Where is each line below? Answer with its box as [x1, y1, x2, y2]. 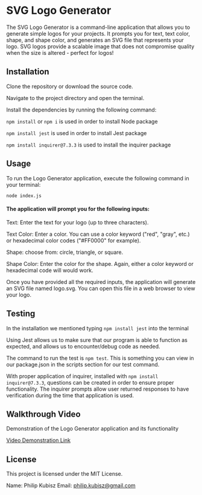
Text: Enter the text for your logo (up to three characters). [6, 218, 149, 226]
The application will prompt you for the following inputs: [6, 206, 150, 213]
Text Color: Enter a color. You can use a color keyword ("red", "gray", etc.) [6, 230, 190, 238]
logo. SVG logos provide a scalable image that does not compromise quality [6, 43, 195, 50]
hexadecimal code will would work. [6, 266, 93, 274]
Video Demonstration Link [6, 437, 71, 444]
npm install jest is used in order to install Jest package [6, 129, 147, 136]
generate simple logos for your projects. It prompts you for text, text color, [6, 30, 191, 37]
